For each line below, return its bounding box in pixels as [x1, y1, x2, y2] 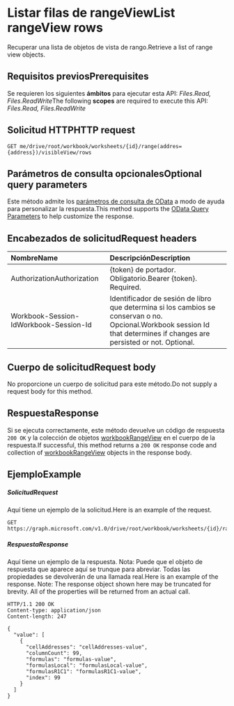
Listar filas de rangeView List [7, 5, 175, 21]
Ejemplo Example [7, 468, 81, 480]
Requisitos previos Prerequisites [7, 71, 149, 82]
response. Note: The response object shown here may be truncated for [7, 580, 212, 589]
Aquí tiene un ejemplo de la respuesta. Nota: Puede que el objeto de [7, 558, 203, 566]
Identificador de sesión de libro [109, 294, 212, 303]
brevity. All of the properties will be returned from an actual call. [7, 587, 190, 596]
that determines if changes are [109, 329, 210, 338]
